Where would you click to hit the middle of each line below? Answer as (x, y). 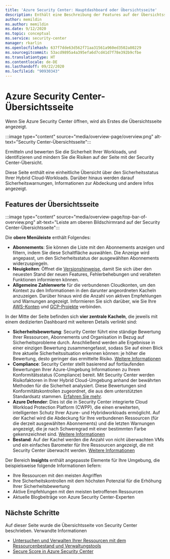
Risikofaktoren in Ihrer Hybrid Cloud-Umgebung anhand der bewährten (87, 380)
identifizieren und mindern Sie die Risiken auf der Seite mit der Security (80, 157)
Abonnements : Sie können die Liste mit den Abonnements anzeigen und (88, 247)
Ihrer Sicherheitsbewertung (41, 486)
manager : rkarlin (24, 43)
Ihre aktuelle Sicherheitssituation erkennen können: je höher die (79, 353)
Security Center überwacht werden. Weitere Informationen (74, 450)
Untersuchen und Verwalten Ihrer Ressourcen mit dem (69, 540)
